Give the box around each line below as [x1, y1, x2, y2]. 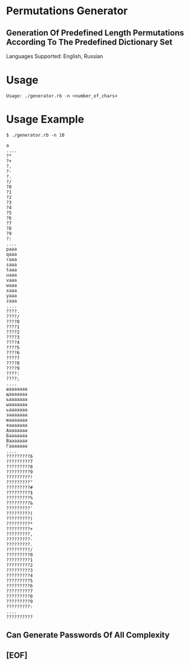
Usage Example [6, 113, 85, 126]
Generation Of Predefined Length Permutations [6, 28, 185, 38]
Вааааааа [6, 438, 28, 444]
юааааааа [6, 417, 28, 423]
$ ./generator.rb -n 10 [6, 132, 65, 138]
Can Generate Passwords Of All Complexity [6, 630, 170, 640]
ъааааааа [6, 396, 28, 402]
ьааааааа [6, 407, 28, 413]
